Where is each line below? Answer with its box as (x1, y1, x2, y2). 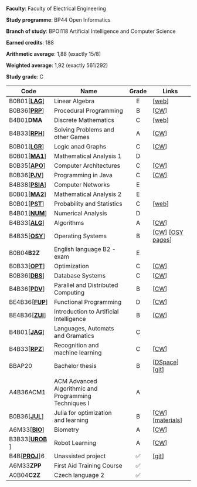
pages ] (152, 236, 172, 243)
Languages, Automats (53, 324, 114, 332)
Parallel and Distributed (53, 281, 118, 289)
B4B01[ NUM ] (9, 209, 47, 217)
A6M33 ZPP (9, 462, 42, 469)
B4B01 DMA (9, 116, 43, 124)
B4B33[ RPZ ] (9, 345, 45, 353)
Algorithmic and (53, 384, 98, 393)
